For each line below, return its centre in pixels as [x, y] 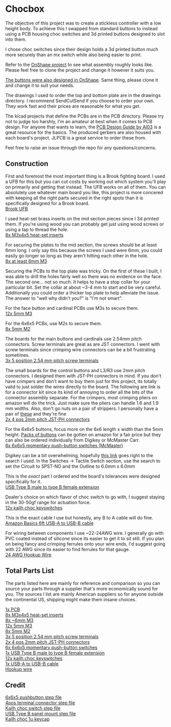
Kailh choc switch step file [33, 708]
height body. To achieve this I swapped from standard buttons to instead [82, 28]
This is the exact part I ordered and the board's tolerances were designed [83, 476]
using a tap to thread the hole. [37, 229]
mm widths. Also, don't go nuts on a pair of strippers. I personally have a [82, 408]
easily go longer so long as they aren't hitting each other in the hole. [77, 256]
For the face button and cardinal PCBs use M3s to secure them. [72, 308]
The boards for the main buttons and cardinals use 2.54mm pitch [74, 338]
